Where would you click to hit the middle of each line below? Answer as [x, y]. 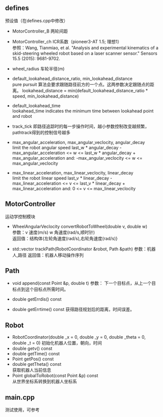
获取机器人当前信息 [32, 370]
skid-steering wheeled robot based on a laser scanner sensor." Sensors [85, 53]
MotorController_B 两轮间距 [40, 31]
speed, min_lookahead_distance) [45, 96]
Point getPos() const [33, 359]
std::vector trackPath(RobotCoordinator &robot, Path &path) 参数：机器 [84, 249]
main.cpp [20, 397]
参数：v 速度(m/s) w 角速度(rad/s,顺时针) [54, 232]
